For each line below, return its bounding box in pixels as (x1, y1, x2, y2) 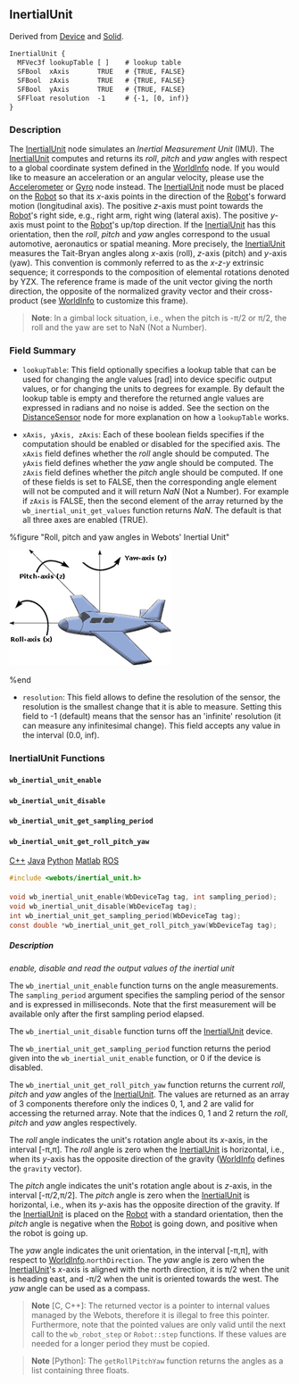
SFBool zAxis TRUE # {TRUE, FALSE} (17, 76, 186, 85)
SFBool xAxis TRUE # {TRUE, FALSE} (17, 67, 186, 76)
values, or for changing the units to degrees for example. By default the (21, 384, 286, 394)
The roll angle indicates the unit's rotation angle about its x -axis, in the (9, 1134, 268, 1145)
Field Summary (9, 344, 77, 357)
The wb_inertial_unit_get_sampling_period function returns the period (9, 1043, 270, 1054)
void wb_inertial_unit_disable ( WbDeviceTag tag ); (9, 901, 198, 911)
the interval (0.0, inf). (21, 730, 100, 741)
